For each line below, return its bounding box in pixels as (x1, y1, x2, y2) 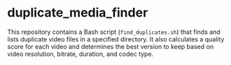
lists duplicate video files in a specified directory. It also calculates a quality (7, 35, 225, 43)
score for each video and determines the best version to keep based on (7, 42, 214, 50)
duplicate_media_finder (7, 5, 148, 21)
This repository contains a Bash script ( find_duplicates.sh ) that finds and (7, 28, 220, 36)
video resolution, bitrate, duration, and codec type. (7, 50, 154, 58)
